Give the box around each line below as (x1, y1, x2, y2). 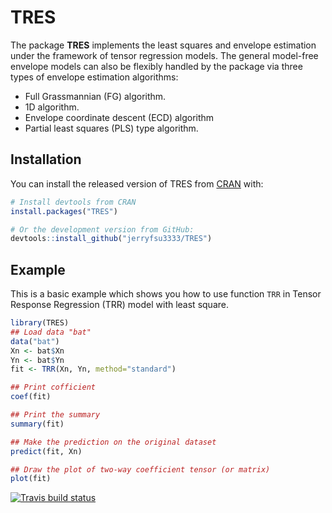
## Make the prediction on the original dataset (10, 437, 217, 447)
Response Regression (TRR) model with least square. (10, 299, 229, 311)
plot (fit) (10, 474, 52, 484)
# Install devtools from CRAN (10, 197, 137, 207)
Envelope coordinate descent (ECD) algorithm (24, 111, 215, 123)
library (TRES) (10, 318, 70, 328)
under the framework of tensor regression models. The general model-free (10, 49, 319, 61)
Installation (10, 151, 82, 168)
